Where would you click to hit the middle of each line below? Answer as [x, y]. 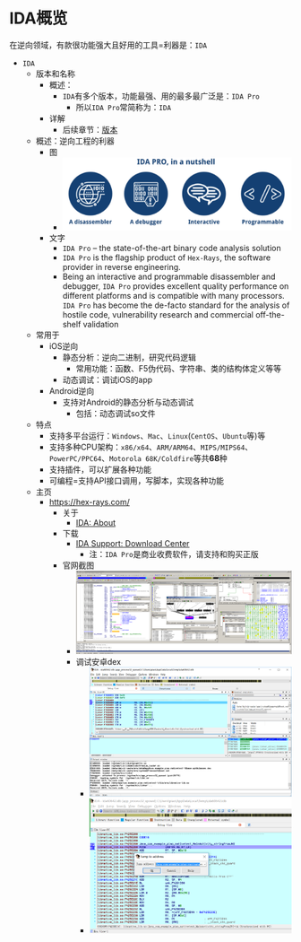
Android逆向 [72, 391]
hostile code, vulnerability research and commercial [158, 315]
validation [101, 325]
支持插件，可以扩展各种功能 [100, 470]
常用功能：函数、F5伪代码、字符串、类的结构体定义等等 [179, 369]
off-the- [270, 315]
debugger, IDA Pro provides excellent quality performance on [176, 286]
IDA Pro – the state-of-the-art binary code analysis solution [172, 249]
